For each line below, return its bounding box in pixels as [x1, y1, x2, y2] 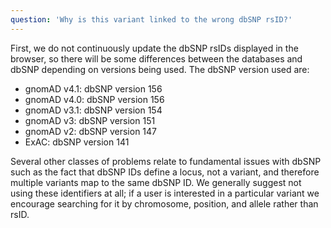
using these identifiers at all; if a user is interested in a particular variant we [10, 187, 320, 199]
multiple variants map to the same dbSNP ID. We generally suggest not [10, 176, 302, 188]
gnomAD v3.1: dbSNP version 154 [24, 104, 163, 116]
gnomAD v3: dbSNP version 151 [24, 114, 156, 126]
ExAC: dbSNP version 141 [24, 136, 130, 148]
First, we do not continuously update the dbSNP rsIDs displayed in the [10, 42, 299, 54]
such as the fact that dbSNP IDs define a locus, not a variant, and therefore [10, 166, 320, 178]
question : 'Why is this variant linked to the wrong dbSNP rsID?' [10, 14, 293, 25]
